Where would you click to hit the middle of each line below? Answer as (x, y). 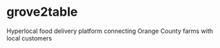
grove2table (42, 12)
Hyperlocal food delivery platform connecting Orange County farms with (110, 31)
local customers (29, 38)
